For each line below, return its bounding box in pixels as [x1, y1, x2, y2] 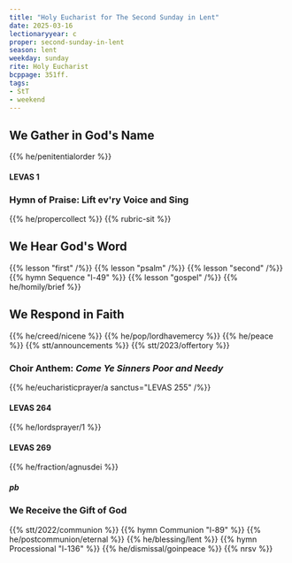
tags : [9, 79, 29, 87]
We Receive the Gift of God [9, 505, 127, 517]
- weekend [9, 95, 46, 104]
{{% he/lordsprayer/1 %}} [9, 422, 102, 433]
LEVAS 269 [9, 442, 51, 453]
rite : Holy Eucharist [9, 63, 89, 72]
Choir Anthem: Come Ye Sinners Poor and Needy [9, 361, 224, 374]
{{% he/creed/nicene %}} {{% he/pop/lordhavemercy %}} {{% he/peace [9, 331, 274, 341]
